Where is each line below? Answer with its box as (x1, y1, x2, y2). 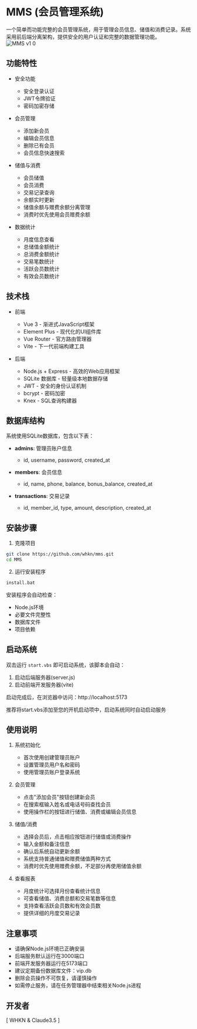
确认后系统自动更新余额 (23, 848, 80, 855)
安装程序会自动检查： (6, 591, 57, 598)
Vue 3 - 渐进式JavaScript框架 (23, 321, 95, 328)
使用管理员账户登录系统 (23, 769, 80, 776)
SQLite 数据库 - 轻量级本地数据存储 (23, 375, 108, 382)
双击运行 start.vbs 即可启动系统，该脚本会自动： (6, 661, 125, 668)
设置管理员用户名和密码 (23, 761, 80, 768)
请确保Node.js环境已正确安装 (14, 945, 85, 952)
